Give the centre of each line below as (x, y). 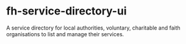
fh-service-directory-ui (66, 11)
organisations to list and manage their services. (65, 34)
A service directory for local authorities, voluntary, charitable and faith (93, 28)
